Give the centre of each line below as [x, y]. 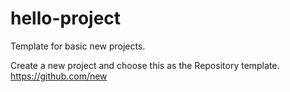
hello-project [66, 18]
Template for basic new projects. [78, 46]
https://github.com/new [59, 76]
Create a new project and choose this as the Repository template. [145, 65]
